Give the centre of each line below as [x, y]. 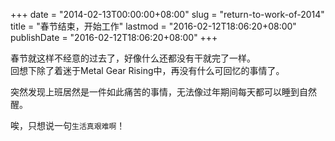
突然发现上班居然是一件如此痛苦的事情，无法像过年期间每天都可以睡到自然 [163, 92]
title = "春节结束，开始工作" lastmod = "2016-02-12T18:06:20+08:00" [153, 26]
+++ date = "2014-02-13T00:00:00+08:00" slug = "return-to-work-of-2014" [167, 14]
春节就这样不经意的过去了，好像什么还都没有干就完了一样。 [133, 58]
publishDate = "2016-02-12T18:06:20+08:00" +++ [114, 37]
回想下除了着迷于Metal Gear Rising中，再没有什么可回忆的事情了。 [147, 70]
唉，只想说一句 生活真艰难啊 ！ [68, 125]
